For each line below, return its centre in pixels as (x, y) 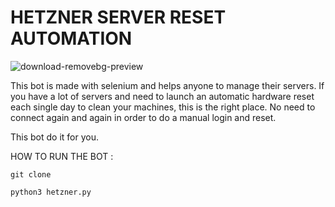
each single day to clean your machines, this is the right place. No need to (163, 107)
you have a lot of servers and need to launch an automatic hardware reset (162, 96)
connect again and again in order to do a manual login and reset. (143, 117)
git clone (31, 174)
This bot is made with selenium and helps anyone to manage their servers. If (167, 85)
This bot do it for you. (55, 137)
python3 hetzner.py (51, 192)
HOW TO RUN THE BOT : (62, 156)
